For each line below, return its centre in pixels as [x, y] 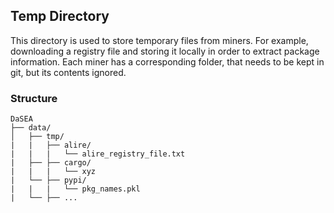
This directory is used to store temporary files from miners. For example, [159, 40]
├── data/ [31, 128]
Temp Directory [60, 16]
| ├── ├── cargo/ [51, 163]
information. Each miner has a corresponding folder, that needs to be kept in [167, 61]
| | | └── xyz [53, 172]
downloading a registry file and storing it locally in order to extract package [165, 51]
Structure [34, 98]
